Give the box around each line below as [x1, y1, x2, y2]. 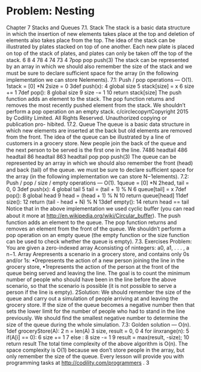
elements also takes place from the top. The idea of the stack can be [6, 36, 176, 44]
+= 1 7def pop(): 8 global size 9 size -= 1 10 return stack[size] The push [6, 88, 182, 96]
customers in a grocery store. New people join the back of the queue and [6, 139, 187, 147]
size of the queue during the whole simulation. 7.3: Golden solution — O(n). [6, 321, 191, 328]
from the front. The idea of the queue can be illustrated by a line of [6, 133, 170, 140]
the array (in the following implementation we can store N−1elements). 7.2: [6, 173, 190, 180]
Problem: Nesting [6, 4, 95, 18]
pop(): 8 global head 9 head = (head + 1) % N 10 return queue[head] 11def [6, 192, 188, 199]
